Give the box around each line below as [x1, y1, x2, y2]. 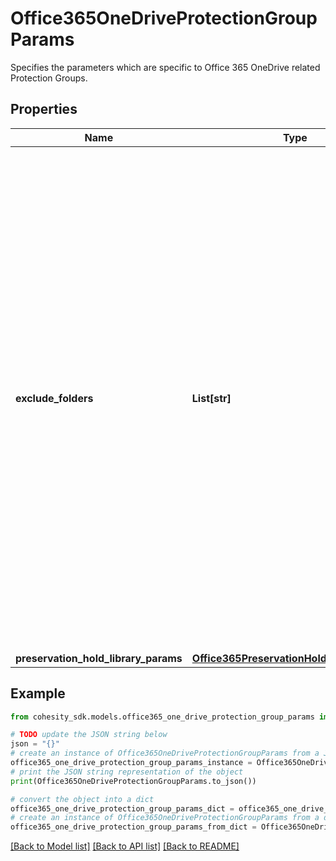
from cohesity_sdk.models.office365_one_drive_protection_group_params [10, 712, 315, 722]
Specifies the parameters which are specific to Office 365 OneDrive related [10, 61, 321, 73]
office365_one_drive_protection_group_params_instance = [10, 758, 253, 768]
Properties [10, 101, 78, 118]
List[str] [191, 391, 232, 405]
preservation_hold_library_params [15, 651, 183, 665]
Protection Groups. [10, 72, 88, 84]
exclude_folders [15, 391, 94, 405]
